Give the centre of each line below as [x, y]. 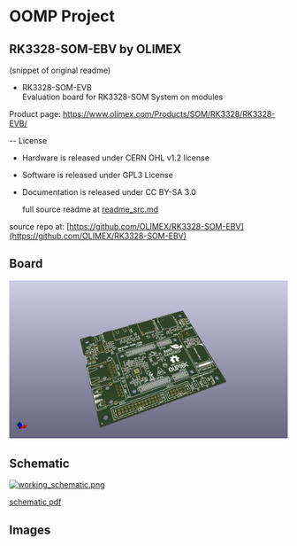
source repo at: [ [39, 226]
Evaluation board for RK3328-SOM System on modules [122, 97]
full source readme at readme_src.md [90, 209]
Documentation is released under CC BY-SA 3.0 [109, 192]
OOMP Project [62, 16]
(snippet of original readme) [60, 70]
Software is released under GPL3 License [98, 175]
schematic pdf [35, 502]
